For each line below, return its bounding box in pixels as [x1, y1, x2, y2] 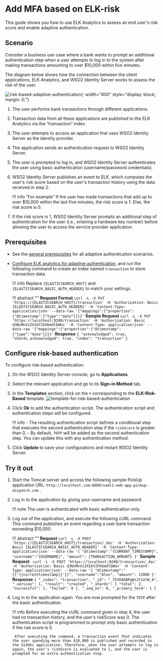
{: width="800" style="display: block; [81, 91, 156, 97]
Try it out [5, 464, 33, 472]
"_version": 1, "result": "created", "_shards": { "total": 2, [12, 582, 144, 587]
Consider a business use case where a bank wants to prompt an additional [5, 52, 155, 58]
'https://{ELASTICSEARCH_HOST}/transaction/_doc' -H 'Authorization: [12, 541, 157, 545]
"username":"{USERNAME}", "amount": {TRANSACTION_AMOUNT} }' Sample [12, 553, 156, 559]
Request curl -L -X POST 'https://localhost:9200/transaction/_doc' [12, 559, 157, 564]
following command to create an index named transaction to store [12, 266, 146, 272]
